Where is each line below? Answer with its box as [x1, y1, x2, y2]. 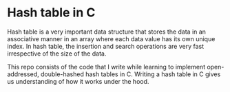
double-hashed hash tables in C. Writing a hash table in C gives [40, 70, 221, 78]
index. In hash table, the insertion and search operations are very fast [7, 42, 205, 50]
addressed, [7, 70, 39, 78]
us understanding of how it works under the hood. [7, 77, 149, 85]
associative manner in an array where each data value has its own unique [7, 34, 216, 43]
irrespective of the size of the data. [7, 49, 107, 58]
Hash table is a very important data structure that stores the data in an [7, 27, 207, 36]
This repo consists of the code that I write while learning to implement [7, 62, 205, 71]
